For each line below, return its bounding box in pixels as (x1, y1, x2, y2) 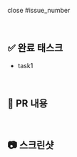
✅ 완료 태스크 (7, 42, 63, 54)
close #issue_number (7, 6, 71, 14)
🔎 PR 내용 (7, 97, 48, 109)
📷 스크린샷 (7, 139, 54, 151)
